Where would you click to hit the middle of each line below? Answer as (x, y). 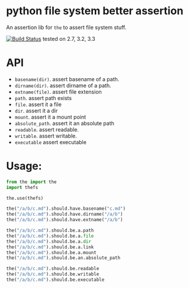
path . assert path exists (43, 98)
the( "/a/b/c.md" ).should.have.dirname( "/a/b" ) (65, 215)
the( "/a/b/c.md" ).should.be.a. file (50, 236)
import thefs (22, 187)
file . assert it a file (38, 104)
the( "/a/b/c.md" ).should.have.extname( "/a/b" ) (65, 220)
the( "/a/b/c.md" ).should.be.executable (55, 280)
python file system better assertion (95, 11)
